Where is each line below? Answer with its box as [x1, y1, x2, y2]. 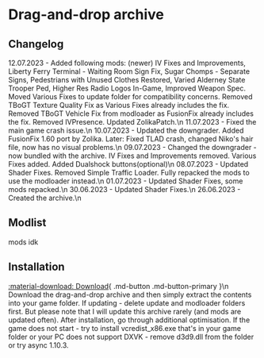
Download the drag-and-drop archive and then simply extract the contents [8, 290, 252, 299]
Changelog [8, 37, 64, 51]
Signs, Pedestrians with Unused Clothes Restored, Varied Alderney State [8, 75, 246, 84]
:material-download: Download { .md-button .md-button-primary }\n [8, 281, 229, 291]
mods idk [8, 237, 39, 247]
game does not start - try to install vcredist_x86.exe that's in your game [8, 323, 242, 333]
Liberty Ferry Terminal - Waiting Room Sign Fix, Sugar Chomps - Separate [8, 67, 251, 76]
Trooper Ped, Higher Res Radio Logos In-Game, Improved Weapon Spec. [8, 83, 246, 93]
